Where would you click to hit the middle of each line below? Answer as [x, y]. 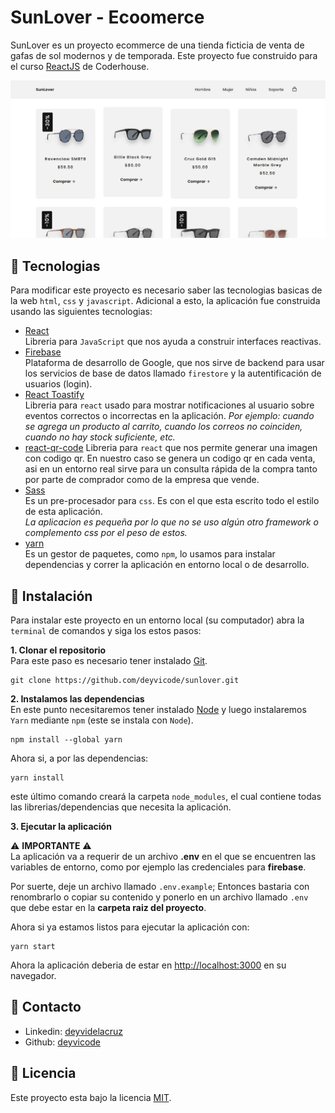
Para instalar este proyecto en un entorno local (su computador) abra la [157, 620]
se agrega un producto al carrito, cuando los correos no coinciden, [163, 427]
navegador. [33, 976]
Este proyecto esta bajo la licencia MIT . [91, 1097]
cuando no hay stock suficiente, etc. [100, 437]
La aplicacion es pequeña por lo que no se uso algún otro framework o [171, 522]
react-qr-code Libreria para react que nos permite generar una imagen [171, 448]
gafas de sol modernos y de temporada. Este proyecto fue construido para [164, 55]
